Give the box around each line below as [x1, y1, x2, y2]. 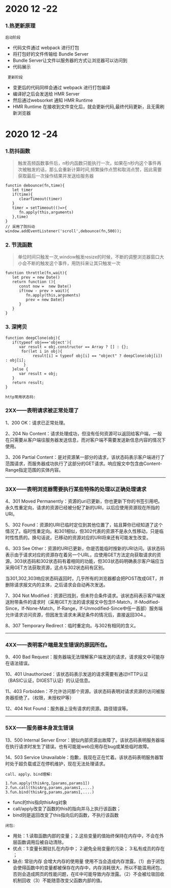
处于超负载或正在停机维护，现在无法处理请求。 [9, 760, 108, 767]
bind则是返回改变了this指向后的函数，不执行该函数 [12, 812, 119, 818]
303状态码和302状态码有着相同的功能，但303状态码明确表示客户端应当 [14, 558, 164, 564]
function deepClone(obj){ [5, 335, 60, 340]
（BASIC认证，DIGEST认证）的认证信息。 [5, 677, 93, 684]
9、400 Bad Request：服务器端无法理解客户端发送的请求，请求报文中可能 [5, 654, 160, 660]
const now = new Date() [18, 284, 72, 289]
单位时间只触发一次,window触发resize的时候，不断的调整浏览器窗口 [17, 254, 160, 260]
